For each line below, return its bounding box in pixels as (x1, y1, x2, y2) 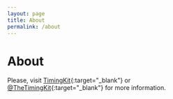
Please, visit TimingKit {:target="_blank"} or (7, 76, 131, 84)
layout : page (7, 10, 45, 17)
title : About (7, 17, 45, 24)
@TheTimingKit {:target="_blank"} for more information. (7, 84, 166, 92)
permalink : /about (7, 23, 61, 30)
